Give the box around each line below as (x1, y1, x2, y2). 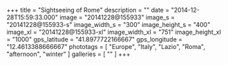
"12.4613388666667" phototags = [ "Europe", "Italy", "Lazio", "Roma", (6, 43, 205, 50)
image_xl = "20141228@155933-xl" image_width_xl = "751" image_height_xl (6, 28, 222, 36)
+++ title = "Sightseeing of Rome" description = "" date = (6, 6, 170, 14)
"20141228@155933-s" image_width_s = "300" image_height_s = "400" (6, 21, 211, 28)
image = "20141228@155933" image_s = (59, 13, 175, 21)
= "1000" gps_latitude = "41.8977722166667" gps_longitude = (6, 35, 183, 44)
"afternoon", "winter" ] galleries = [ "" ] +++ (6, 50, 131, 58)
